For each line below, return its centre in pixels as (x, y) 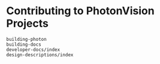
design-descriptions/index (40, 55)
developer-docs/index (33, 49)
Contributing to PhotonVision (80, 11)
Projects (28, 23)
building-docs (24, 44)
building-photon (26, 39)
